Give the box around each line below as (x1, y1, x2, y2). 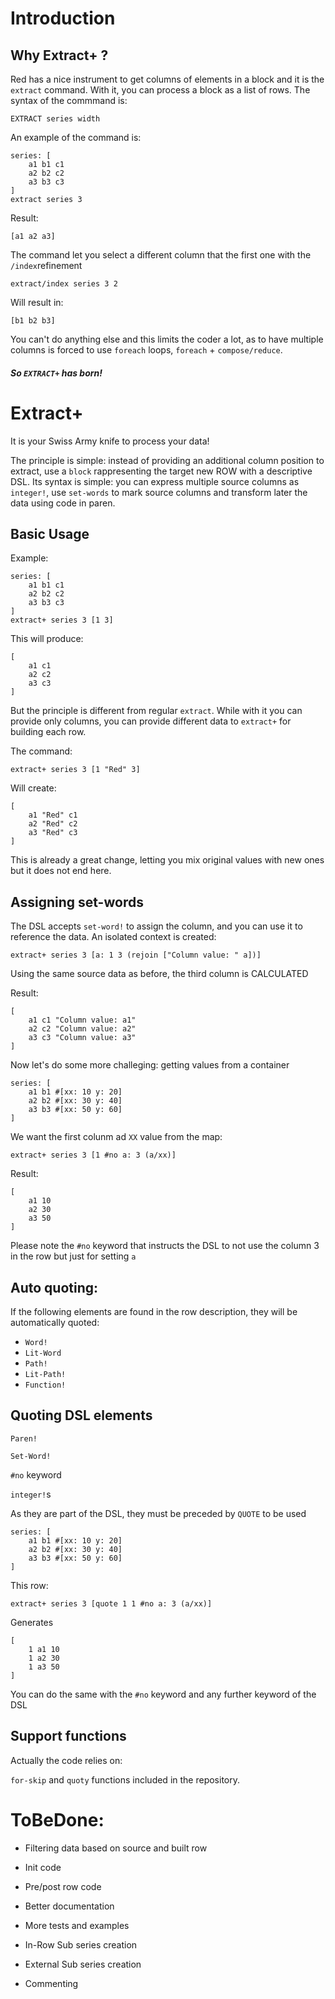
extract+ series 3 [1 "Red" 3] (10, 765, 141, 775)
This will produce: (10, 633, 84, 645)
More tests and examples (24, 1919, 130, 1931)
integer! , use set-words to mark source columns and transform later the (10, 486, 308, 498)
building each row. (10, 726, 87, 738)
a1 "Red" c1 (28, 810, 78, 821)
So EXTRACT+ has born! (10, 367, 103, 379)
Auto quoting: (10, 1279, 99, 1296)
